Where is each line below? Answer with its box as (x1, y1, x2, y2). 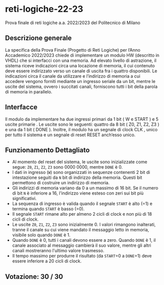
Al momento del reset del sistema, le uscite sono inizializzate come (12, 159, 148, 165)
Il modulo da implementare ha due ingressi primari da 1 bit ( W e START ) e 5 (5, 116, 159, 122)
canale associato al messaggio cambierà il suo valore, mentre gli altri (12, 242, 151, 249)
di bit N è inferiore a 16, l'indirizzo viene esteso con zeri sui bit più (12, 190, 144, 196)
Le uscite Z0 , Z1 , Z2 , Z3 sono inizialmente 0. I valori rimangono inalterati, (12, 222, 156, 228)
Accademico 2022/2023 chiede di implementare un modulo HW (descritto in (5, 52, 160, 58)
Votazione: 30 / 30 (5, 272, 63, 281)
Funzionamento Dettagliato (5, 146, 90, 154)
